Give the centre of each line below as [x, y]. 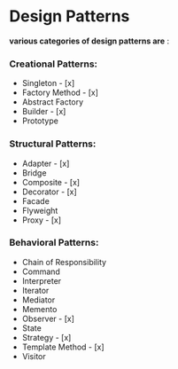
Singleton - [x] [48, 83]
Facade [36, 200]
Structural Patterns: [53, 144]
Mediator [39, 300]
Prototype [40, 121]
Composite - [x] [51, 182]
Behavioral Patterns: [54, 243]
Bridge [34, 173]
